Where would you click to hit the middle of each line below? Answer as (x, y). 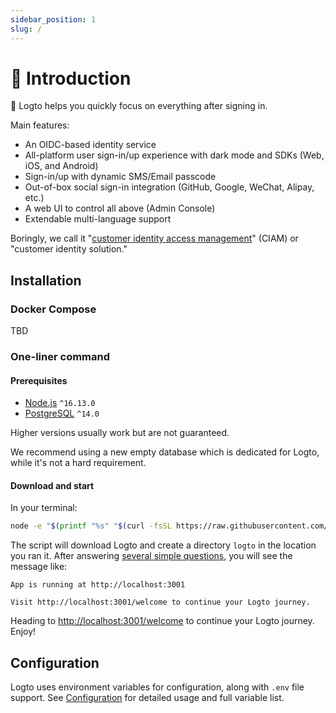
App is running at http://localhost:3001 (98, 585)
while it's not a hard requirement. (78, 463)
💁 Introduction (71, 78)
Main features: (40, 125)
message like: (39, 567)
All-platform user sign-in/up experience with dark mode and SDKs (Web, (174, 155)
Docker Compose (53, 309)
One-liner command (60, 357)
